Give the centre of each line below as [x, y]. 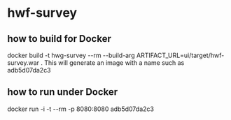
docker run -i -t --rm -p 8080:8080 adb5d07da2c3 [80, 109]
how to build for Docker [59, 39]
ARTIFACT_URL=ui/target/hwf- [180, 55]
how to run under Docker [63, 92]
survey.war [23, 63]
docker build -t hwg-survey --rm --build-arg [71, 55]
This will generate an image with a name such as [114, 63]
